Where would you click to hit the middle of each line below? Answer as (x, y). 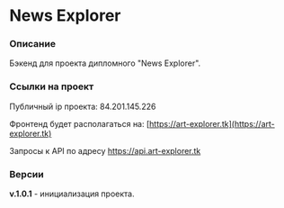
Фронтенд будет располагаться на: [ (80, 123)
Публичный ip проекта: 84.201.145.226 (83, 106)
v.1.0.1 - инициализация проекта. (72, 194)
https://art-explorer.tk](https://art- (213, 123)
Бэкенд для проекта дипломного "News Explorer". (105, 63)
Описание (33, 44)
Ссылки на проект (52, 86)
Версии (27, 174)
